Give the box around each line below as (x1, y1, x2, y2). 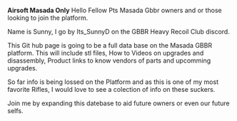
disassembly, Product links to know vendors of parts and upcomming (7, 56, 211, 65)
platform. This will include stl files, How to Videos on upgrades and (7, 49, 204, 57)
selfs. (7, 107, 24, 115)
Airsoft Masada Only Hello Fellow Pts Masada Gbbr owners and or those (7, 6, 223, 14)
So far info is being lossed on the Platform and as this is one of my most (7, 78, 219, 86)
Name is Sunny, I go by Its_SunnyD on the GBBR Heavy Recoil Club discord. (7, 28, 230, 36)
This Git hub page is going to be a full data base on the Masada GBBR (7, 41, 213, 49)
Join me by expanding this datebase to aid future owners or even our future (7, 99, 230, 107)
